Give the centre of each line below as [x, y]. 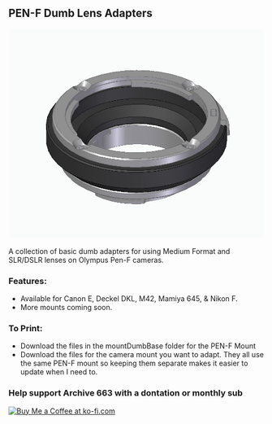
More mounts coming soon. [66, 307]
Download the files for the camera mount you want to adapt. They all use [142, 355]
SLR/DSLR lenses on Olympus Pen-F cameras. [86, 260]
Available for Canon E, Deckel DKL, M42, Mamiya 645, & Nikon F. [129, 298]
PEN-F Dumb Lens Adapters [80, 13]
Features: [28, 281]
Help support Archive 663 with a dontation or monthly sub [126, 393]
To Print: [26, 328]
